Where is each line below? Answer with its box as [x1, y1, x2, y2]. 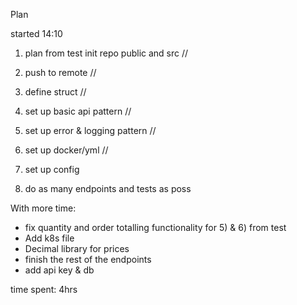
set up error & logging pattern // [24, 125, 157, 136]
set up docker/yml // [24, 144, 109, 156]
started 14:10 [10, 28, 63, 39]
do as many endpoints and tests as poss [24, 183, 192, 194]
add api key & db [24, 264, 95, 276]
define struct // [24, 86, 87, 98]
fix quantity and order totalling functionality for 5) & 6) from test [24, 222, 287, 233]
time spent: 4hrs [10, 284, 78, 295]
